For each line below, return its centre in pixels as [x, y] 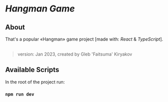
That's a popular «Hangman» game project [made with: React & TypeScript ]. [84, 39]
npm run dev [20, 94]
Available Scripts [32, 70]
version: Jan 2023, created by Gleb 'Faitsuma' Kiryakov [75, 54]
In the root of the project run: [35, 82]
